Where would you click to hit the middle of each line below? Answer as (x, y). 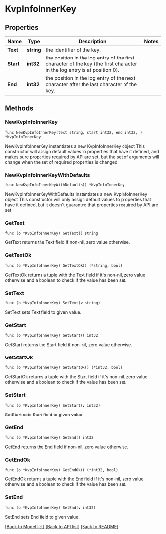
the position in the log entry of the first (90, 58)
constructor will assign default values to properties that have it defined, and (82, 151)
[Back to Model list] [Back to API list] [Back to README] (62, 526)
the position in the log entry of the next (91, 78)
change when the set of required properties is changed (61, 162)
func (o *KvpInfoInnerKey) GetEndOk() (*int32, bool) (62, 470)
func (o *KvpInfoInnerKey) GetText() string (52, 233)
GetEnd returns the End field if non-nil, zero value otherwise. (67, 447)
